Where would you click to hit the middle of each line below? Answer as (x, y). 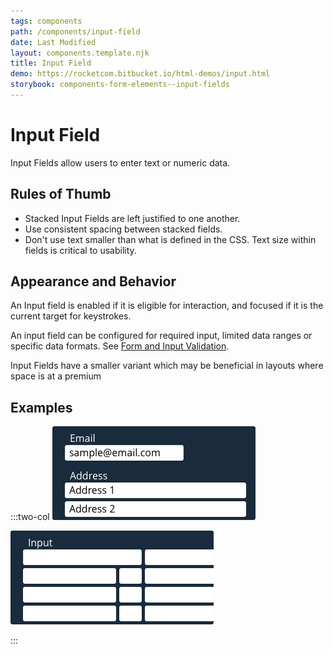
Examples (41, 407)
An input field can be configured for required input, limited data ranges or (161, 336)
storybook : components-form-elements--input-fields (120, 85)
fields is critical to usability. (80, 250)
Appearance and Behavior (93, 281)
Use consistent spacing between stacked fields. (123, 229)
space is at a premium (56, 376)
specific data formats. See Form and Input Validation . (120, 346)
